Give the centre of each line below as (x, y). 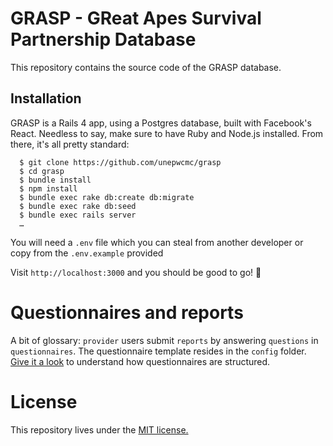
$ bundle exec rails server (78, 215)
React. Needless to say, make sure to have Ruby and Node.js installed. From (167, 133)
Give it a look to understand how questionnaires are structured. (140, 361)
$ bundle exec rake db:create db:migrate (107, 197)
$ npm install (48, 188)
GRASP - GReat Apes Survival (136, 18)
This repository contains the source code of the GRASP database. (146, 67)
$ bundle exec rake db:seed (78, 206)
